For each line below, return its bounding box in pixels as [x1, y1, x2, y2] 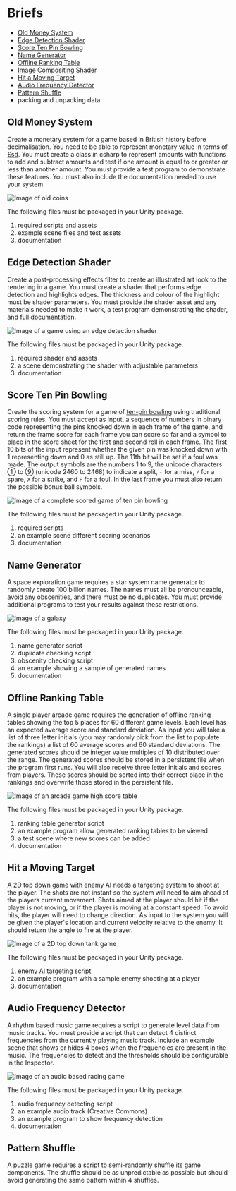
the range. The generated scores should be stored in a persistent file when [7, 756, 225, 763]
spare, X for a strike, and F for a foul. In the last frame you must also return [7, 475, 223, 484]
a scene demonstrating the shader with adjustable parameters [17, 361, 199, 370]
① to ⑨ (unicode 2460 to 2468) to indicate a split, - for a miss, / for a [7, 468, 215, 476]
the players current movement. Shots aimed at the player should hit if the [7, 895, 219, 904]
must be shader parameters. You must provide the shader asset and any [7, 298, 217, 306]
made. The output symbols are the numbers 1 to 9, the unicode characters [7, 460, 223, 468]
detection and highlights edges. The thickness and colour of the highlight [7, 290, 220, 298]
